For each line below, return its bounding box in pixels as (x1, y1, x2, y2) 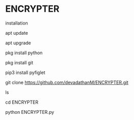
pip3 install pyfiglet (5, 69, 46, 76)
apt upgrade (5, 39, 32, 46)
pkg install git (5, 59, 34, 65)
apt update (5, 30, 28, 36)
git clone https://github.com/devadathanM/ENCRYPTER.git (5, 79, 129, 85)
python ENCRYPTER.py (5, 109, 55, 115)
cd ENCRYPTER (5, 99, 39, 105)
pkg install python (5, 50, 43, 56)
